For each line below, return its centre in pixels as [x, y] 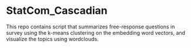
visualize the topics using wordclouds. [52, 39]
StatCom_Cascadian [57, 11]
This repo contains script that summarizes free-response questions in [91, 27]
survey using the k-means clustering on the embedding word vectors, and [96, 32]
